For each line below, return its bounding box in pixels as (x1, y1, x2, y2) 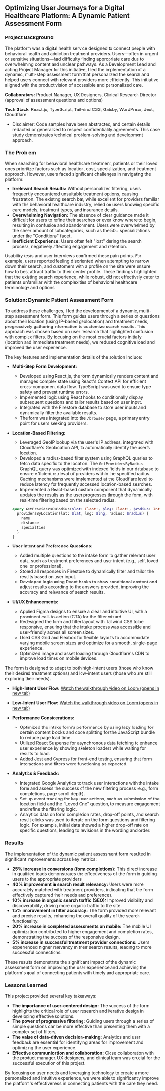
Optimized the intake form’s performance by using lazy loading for (19, 725, 154, 730)
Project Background (5, 34, 54, 41)
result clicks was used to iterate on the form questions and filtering (19, 817, 155, 823)
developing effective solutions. (12, 1013, 75, 1019)
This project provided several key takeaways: (5, 993, 97, 999)
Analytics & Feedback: (12, 770, 60, 776)
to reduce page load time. (19, 735, 72, 741)
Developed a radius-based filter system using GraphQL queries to (19, 455, 153, 461)
